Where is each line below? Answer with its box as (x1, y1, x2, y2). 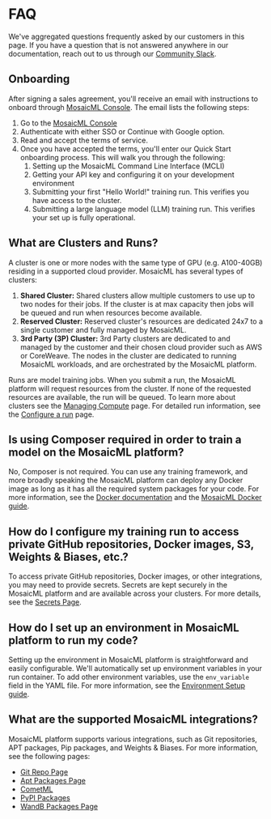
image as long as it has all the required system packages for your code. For (8, 484, 260, 494)
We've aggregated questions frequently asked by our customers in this (8, 32, 245, 41)
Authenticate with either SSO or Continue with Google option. (19, 126, 225, 136)
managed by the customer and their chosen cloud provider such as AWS (19, 342, 263, 352)
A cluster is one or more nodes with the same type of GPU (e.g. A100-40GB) (8, 257, 263, 267)
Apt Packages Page (19, 775, 87, 785)
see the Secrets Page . (8, 597, 83, 607)
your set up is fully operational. (32, 212, 136, 223)
